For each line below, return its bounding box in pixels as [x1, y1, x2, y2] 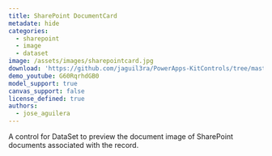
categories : [8, 27, 49, 35]
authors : [8, 102, 38, 110]
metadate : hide [8, 19, 60, 27]
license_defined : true [8, 95, 85, 103]
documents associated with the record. [8, 141, 139, 150]
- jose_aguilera [15, 110, 70, 118]
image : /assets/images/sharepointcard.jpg [8, 57, 154, 65]
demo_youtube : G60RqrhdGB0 [8, 72, 100, 80]
